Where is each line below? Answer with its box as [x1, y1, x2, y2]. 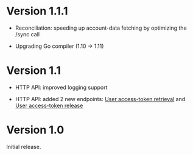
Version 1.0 [6, 123, 65, 137]
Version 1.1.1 [6, 4, 68, 18]
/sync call [15, 30, 40, 38]
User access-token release [15, 102, 83, 109]
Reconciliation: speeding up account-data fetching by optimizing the [15, 24, 187, 31]
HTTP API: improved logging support [15, 84, 108, 91]
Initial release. [6, 143, 41, 150]
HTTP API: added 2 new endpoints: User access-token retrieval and [15, 95, 186, 102]
